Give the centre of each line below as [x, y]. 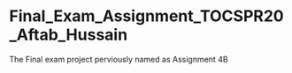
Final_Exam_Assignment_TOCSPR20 [147, 16]
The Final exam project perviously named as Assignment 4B [119, 59]
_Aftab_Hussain [69, 35]
